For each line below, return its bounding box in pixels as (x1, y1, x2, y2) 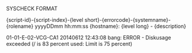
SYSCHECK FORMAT (6, 5, 58, 12)
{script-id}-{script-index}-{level (6, 16, 84, 23)
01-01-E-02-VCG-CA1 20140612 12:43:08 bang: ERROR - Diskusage (6, 34, 171, 41)
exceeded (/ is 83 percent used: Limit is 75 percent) (6, 41, 133, 47)
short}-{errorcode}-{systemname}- (84, 16, 171, 23)
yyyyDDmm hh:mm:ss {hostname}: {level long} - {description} (34, 23, 187, 29)
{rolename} (6, 23, 34, 29)
